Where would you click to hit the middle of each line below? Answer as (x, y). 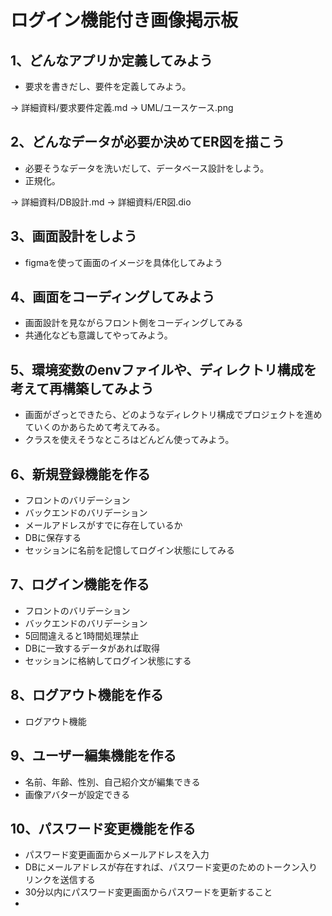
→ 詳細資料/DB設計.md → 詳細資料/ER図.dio (101, 202)
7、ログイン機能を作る (80, 584)
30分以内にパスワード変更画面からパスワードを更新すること (148, 892)
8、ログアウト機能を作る (87, 695)
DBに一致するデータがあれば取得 (92, 648)
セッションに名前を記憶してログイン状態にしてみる (129, 550)
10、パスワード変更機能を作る (103, 828)
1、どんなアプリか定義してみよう (111, 60)
